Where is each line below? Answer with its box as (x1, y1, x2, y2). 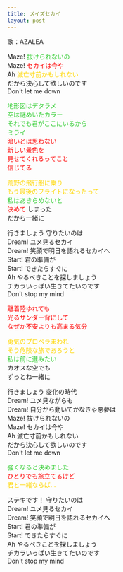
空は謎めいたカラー (7, 110, 63, 119)
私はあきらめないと (7, 196, 63, 204)
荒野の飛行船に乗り (7, 178, 63, 187)
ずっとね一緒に (7, 372, 51, 380)
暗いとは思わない (7, 136, 57, 145)
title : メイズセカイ (7, 10, 61, 18)
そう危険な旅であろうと (7, 346, 75, 354)
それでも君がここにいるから (7, 119, 88, 127)
